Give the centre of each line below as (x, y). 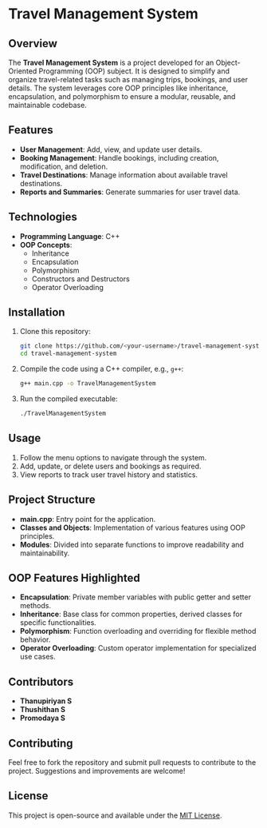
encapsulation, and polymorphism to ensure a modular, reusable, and (122, 96)
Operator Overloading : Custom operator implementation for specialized (138, 648)
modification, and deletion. (64, 166)
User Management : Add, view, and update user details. (111, 149)
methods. (35, 606)
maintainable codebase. (48, 105)
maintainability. (45, 553)
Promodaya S (42, 718)
